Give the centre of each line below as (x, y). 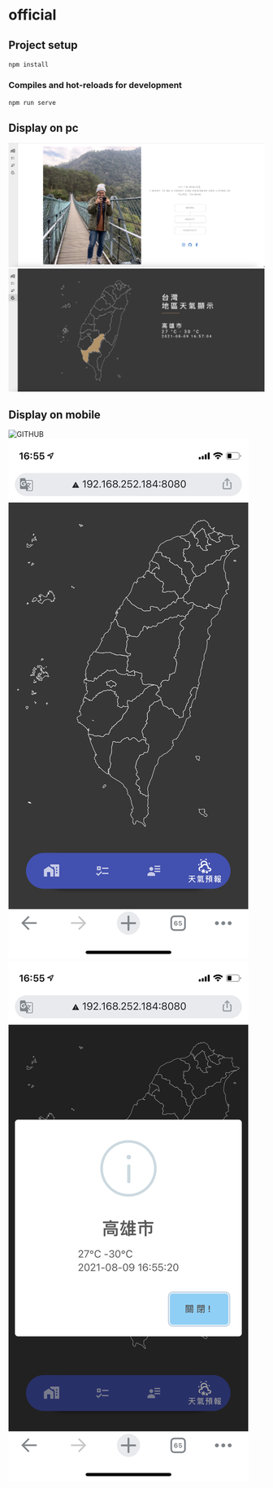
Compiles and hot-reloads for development (95, 85)
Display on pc (43, 128)
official (32, 15)
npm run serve (32, 103)
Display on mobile (55, 415)
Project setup (43, 45)
